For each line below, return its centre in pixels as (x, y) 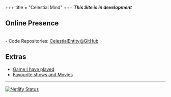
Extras (16, 57)
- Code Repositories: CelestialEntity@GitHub (52, 41)
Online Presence (32, 23)
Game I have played (33, 69)
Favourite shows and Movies (42, 74)
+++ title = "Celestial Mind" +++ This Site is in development (69, 7)
